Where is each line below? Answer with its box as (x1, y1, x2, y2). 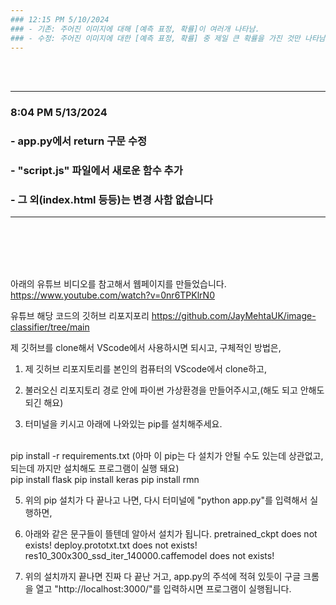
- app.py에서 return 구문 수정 (10, 134, 148, 148)
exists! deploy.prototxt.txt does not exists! (24, 539, 198, 551)
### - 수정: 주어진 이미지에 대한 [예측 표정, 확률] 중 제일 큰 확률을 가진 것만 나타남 (10, 33, 326, 43)
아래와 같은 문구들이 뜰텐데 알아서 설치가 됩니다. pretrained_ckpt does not (24, 528, 318, 540)
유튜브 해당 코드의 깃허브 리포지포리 (10, 310, 150, 322)
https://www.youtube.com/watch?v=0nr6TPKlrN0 (10, 289, 215, 301)
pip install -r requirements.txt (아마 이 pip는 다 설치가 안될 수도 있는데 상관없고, (10, 450, 324, 462)
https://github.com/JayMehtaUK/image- (151, 310, 317, 322)
